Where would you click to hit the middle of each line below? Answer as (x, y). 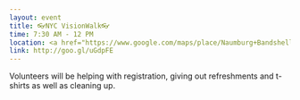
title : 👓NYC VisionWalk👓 (59, 26)
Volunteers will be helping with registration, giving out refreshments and (142, 76)
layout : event (36, 17)
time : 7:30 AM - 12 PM (51, 34)
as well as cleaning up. (74, 86)
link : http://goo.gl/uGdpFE (62, 51)
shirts (20, 86)
